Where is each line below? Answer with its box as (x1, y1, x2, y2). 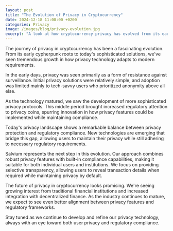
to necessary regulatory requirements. (5, 141, 86, 147)
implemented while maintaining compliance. (5, 114, 99, 121)
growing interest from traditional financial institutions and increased (5, 188, 149, 194)
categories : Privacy (5, 22, 50, 27)
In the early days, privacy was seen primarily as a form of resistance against (5, 72, 167, 78)
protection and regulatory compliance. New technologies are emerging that (5, 130, 165, 136)
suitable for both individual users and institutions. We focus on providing (5, 162, 159, 167)
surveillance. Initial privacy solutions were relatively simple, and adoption (5, 78, 160, 83)
